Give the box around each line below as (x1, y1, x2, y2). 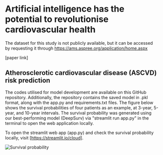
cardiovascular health (5, 24, 96, 35)
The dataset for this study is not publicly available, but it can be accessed (5, 40, 153, 46)
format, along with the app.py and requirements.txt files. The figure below (5, 100, 154, 105)
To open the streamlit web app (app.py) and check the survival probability (5, 130, 154, 136)
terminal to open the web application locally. (5, 120, 94, 126)
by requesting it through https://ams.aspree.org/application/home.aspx (5, 45, 148, 51)
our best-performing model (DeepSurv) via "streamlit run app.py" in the (5, 115, 149, 121)
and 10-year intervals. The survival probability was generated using (16, 110, 152, 116)
